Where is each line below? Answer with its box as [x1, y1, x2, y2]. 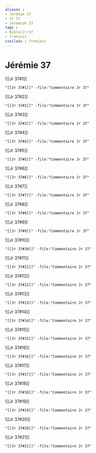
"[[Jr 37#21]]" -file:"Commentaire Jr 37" [5, 443, 92, 449]
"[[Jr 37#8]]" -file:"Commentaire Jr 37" [5, 210, 90, 215]
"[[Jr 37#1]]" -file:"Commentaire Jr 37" [5, 85, 90, 90]
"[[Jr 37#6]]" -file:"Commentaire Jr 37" [5, 174, 90, 180]
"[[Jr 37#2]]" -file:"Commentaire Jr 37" [5, 103, 90, 108]
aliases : [5, 7, 25, 12]
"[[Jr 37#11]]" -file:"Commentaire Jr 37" [5, 264, 92, 269]
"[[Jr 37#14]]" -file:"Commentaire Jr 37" [5, 318, 92, 323]
